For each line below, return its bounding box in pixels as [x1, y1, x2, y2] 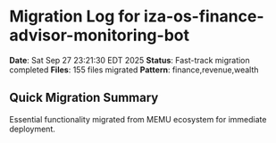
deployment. [9, 123, 55, 134]
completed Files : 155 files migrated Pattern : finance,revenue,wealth [9, 64, 259, 75]
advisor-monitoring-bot [9, 25, 190, 46]
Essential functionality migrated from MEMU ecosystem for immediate [9, 114, 267, 124]
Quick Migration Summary [9, 90, 159, 105]
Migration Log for [9, 6, 141, 27]
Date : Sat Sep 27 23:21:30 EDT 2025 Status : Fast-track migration [9, 55, 250, 65]
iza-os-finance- [143, 6, 265, 27]
